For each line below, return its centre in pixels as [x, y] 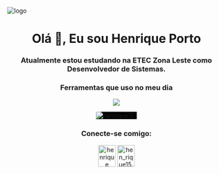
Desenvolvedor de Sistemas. [116, 69]
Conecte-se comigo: [116, 134]
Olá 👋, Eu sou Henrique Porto [116, 39]
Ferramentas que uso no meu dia [116, 88]
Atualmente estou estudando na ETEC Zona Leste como [116, 60]
